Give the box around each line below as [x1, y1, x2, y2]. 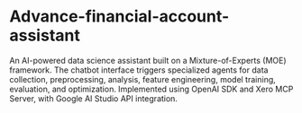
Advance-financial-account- [9, 6, 230, 27]
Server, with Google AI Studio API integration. [9, 92, 178, 104]
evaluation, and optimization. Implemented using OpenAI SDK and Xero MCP [9, 83, 294, 94]
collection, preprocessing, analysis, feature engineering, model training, [9, 74, 277, 84]
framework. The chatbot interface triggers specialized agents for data [9, 65, 269, 75]
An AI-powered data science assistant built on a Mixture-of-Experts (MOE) [9, 55, 287, 65]
